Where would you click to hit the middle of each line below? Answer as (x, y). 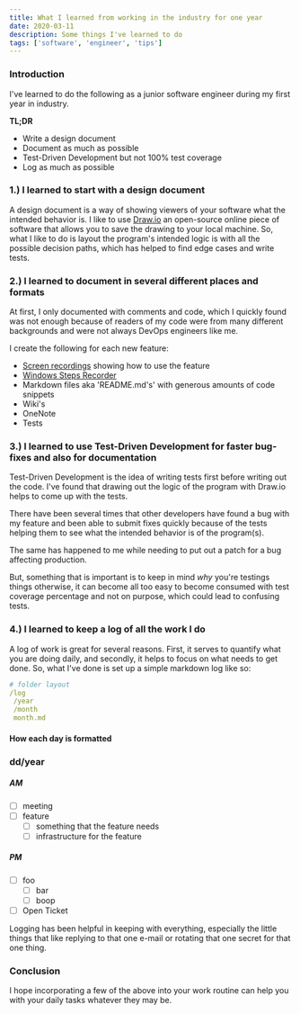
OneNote (39, 414)
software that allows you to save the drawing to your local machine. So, (141, 229)
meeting (38, 805)
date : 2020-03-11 (42, 26)
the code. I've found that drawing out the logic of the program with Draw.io (147, 487)
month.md (30, 718)
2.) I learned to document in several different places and (134, 281)
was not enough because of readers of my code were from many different (146, 321)
